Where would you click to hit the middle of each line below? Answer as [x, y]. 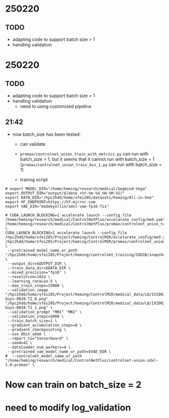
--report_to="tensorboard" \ [38, 338]
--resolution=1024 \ [29, 277]
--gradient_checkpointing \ [37, 329]
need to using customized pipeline [56, 106]
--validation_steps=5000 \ [36, 316]
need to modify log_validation [68, 408]
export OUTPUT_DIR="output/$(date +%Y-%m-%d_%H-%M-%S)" [65, 193]
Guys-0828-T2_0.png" [27, 299]
